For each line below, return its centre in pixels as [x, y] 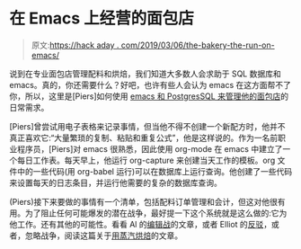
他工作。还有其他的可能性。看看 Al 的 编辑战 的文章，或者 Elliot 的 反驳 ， [141, 224]
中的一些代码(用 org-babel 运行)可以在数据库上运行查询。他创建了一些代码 [155, 171]
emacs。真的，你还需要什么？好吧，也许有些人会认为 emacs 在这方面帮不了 [150, 84]
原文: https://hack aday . [75, 45]
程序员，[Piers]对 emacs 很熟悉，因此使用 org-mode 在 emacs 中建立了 [150, 148]
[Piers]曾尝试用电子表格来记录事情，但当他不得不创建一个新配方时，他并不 [147, 126]
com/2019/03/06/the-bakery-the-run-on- [198, 45]
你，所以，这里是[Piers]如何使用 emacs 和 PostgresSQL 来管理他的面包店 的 [149, 96]
